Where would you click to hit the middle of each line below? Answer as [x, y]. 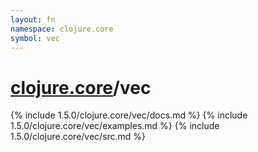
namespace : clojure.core [62, 29]
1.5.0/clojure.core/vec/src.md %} [78, 137]
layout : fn [33, 19]
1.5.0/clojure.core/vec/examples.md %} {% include [115, 126]
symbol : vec [35, 38]
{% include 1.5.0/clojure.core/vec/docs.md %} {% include [129, 115]
